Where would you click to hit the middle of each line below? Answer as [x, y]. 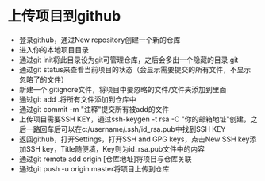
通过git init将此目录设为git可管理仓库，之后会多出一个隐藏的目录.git [129, 60]
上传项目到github [64, 16]
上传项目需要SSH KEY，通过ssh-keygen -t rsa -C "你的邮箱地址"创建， [134, 119]
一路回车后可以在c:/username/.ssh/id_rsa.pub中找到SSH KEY [126, 129]
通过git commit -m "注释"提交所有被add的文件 [94, 109]
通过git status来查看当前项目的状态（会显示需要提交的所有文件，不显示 [135, 69]
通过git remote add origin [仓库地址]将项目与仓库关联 [105, 159]
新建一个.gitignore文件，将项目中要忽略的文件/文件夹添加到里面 [123, 89]
